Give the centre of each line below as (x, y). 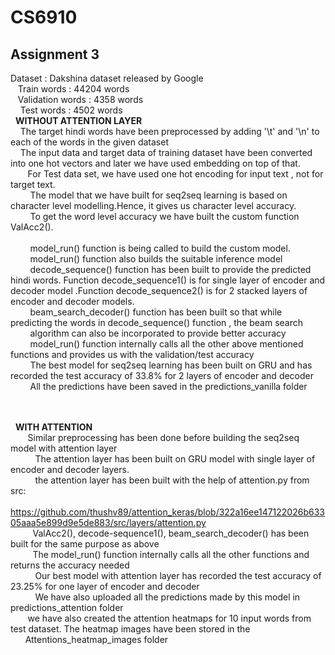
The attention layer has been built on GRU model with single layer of (175, 459)
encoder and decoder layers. (70, 469)
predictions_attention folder (67, 607)
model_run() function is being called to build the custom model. (160, 248)
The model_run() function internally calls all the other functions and (171, 554)
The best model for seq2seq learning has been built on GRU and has (171, 365)
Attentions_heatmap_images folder (96, 639)
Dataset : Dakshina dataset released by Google (107, 78)
